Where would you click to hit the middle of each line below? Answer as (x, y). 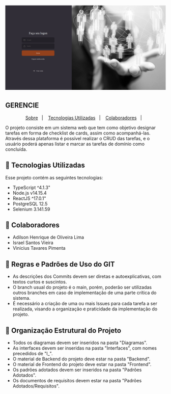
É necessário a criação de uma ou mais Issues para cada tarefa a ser (85, 304)
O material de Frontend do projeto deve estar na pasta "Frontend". (82, 364)
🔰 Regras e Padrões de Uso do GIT (60, 264)
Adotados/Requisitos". (36, 386)
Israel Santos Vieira (33, 243)
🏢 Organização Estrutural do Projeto (63, 331)
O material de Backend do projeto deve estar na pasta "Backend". (81, 359)
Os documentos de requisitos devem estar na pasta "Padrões (77, 381)
